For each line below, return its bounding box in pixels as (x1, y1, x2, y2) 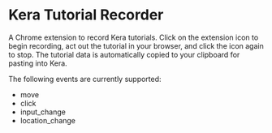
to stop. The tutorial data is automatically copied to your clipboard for (8, 49, 240, 59)
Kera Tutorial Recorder (8, 6, 164, 24)
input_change (19, 107, 67, 117)
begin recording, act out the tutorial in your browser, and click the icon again (8, 41, 264, 50)
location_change (19, 115, 76, 125)
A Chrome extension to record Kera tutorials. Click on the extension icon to (8, 32, 259, 42)
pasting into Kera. (8, 58, 67, 68)
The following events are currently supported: (8, 74, 162, 84)
